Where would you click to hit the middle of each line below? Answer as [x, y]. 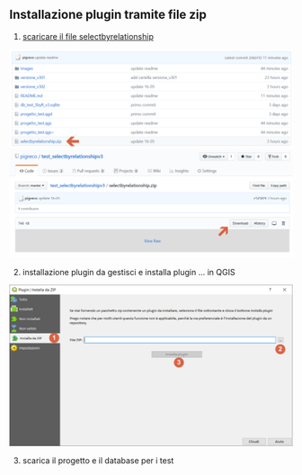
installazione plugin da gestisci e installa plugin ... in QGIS [129, 273]
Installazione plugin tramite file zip [108, 15]
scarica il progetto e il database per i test [98, 461]
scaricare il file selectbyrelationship [88, 36]
